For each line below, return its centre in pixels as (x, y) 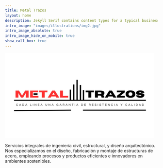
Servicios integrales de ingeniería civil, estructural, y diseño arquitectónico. (80, 145)
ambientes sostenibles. (28, 161)
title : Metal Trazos (26, 10)
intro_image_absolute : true (33, 31)
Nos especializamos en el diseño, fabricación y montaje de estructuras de (79, 151)
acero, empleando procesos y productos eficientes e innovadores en (74, 156)
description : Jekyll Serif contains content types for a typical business (82, 20)
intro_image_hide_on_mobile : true (40, 36)
